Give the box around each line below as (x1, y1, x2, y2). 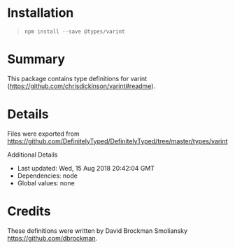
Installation (7, 5, 74, 21)
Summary (7, 51, 65, 67)
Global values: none (17, 178, 75, 187)
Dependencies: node (17, 171, 78, 180)
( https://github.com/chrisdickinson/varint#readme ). (7, 82, 156, 90)
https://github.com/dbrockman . (7, 234, 98, 242)
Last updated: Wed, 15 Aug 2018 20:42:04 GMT (17, 164, 155, 172)
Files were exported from (7, 129, 80, 138)
